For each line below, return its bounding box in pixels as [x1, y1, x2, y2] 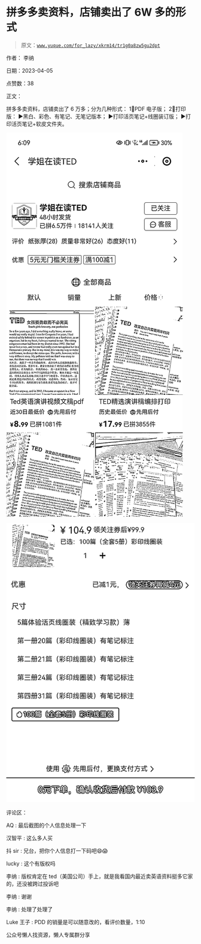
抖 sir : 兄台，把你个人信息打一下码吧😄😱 [6, 847, 108, 854]
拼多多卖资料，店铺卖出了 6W [6, 5, 153, 19]
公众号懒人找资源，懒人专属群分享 [6, 931, 90, 938]
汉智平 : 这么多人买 [6, 834, 53, 841]
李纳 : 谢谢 [6, 892, 32, 900]
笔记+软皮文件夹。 [22, 120, 68, 127]
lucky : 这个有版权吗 [6, 859, 56, 867]
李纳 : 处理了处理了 [6, 906, 53, 913]
